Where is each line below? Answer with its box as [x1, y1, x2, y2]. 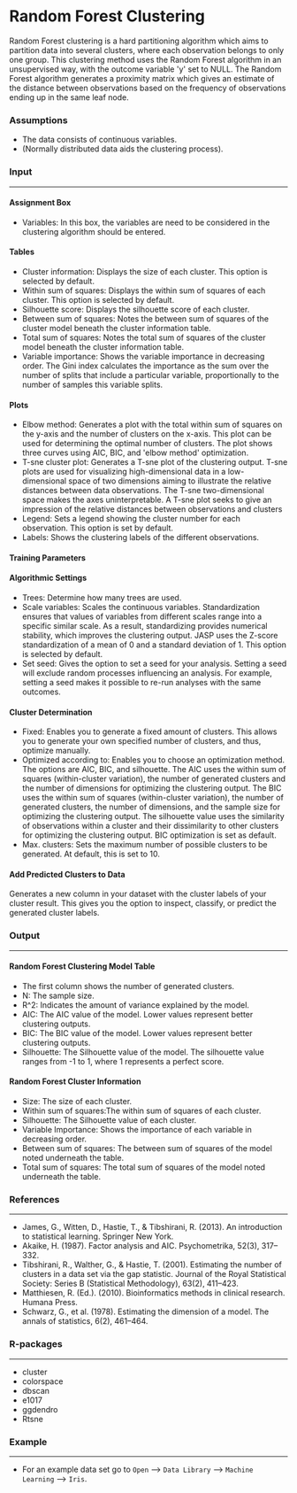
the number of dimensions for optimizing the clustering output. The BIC [21, 783, 282, 793]
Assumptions [9, 113, 68, 126]
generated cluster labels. [9, 908, 100, 918]
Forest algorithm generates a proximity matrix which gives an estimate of [9, 73, 275, 83]
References [9, 1193, 60, 1205]
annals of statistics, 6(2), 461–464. [21, 1316, 148, 1327]
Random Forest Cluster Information [9, 1076, 141, 1087]
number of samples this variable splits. [21, 379, 164, 390]
